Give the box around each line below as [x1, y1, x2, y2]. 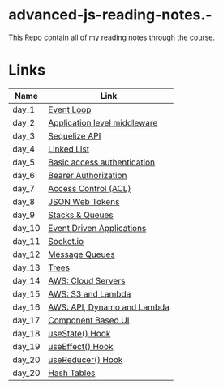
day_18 [12, 327, 41, 339]
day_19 [12, 340, 41, 352]
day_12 [12, 249, 41, 260]
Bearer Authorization [48, 169, 127, 181]
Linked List [48, 143, 90, 155]
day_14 [12, 275, 41, 286]
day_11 [12, 235, 41, 246]
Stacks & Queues [48, 209, 114, 220]
